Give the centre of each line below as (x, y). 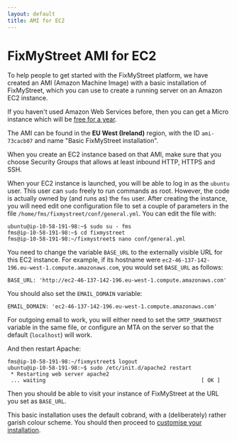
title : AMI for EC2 (36, 21)
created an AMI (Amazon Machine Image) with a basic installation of (107, 83)
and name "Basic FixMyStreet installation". (97, 141)
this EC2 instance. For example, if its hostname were (84, 260)
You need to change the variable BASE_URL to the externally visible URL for (115, 253)
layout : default (31, 14)
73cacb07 (20, 142)
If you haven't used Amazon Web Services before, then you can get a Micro (118, 112)
